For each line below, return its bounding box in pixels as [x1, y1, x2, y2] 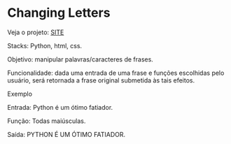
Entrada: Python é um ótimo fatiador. [7, 103, 113, 111]
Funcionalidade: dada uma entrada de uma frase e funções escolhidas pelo [7, 69, 225, 77]
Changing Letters [7, 5, 111, 21]
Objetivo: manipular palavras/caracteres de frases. [7, 55, 154, 64]
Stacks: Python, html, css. [7, 41, 83, 50]
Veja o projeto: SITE [7, 28, 64, 36]
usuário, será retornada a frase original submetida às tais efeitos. [7, 75, 195, 85]
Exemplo [7, 89, 33, 98]
